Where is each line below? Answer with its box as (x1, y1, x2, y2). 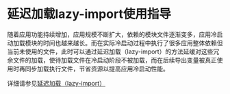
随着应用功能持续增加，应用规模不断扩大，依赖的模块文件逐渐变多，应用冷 (7, 30, 217, 38)
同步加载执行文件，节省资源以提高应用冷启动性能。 (25, 64, 169, 73)
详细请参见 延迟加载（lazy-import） (7, 79, 106, 87)
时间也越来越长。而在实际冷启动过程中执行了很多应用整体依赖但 (42, 38, 223, 47)
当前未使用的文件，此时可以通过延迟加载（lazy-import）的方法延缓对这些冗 (7, 47, 220, 56)
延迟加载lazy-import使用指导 (7, 6, 171, 22)
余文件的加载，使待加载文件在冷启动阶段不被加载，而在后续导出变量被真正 (7, 56, 217, 64)
